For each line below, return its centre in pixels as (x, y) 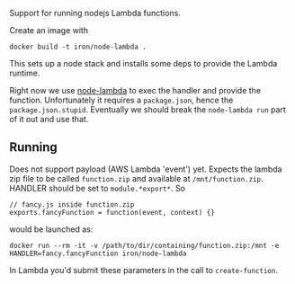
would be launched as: (51, 229)
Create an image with (49, 30)
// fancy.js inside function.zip (72, 204)
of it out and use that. (49, 119)
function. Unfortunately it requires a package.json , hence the (121, 100)
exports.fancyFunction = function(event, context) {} (112, 212)
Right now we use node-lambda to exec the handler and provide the (135, 90)
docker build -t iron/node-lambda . (78, 47)
